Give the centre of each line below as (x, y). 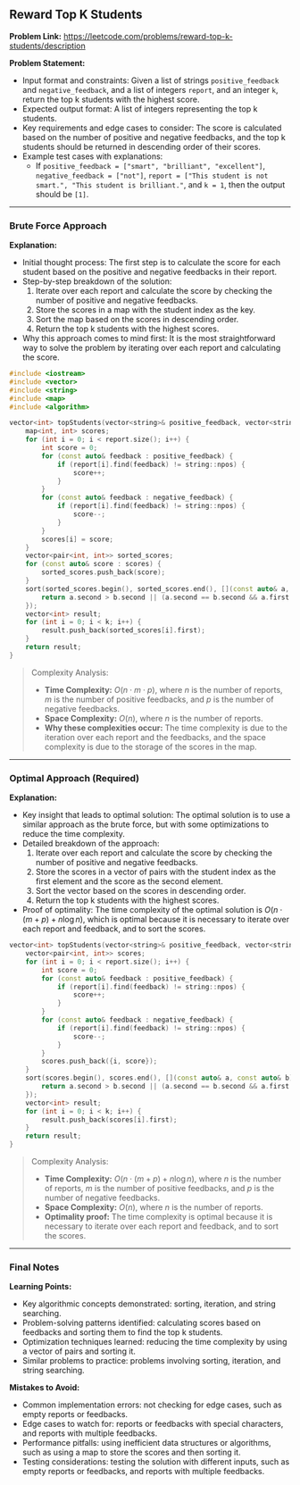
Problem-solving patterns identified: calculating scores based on (142, 1323)
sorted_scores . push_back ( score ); (104, 572)
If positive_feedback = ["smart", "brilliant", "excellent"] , (150, 165)
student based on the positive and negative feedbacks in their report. (150, 272)
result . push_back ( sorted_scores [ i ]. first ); (123, 630)
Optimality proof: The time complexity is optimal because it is (158, 1217)
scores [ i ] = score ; (78, 539)
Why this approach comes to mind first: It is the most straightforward (149, 338)
